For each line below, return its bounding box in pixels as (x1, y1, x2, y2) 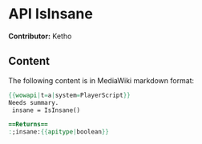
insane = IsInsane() (11, 106, 81, 114)
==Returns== (8, 121, 48, 129)
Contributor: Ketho (8, 31, 72, 41)
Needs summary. (8, 98, 59, 106)
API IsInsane (8, 5, 94, 23)
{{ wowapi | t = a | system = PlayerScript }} (8, 91, 131, 99)
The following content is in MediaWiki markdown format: (8, 75, 195, 85)
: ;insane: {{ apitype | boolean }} (8, 128, 110, 136)
